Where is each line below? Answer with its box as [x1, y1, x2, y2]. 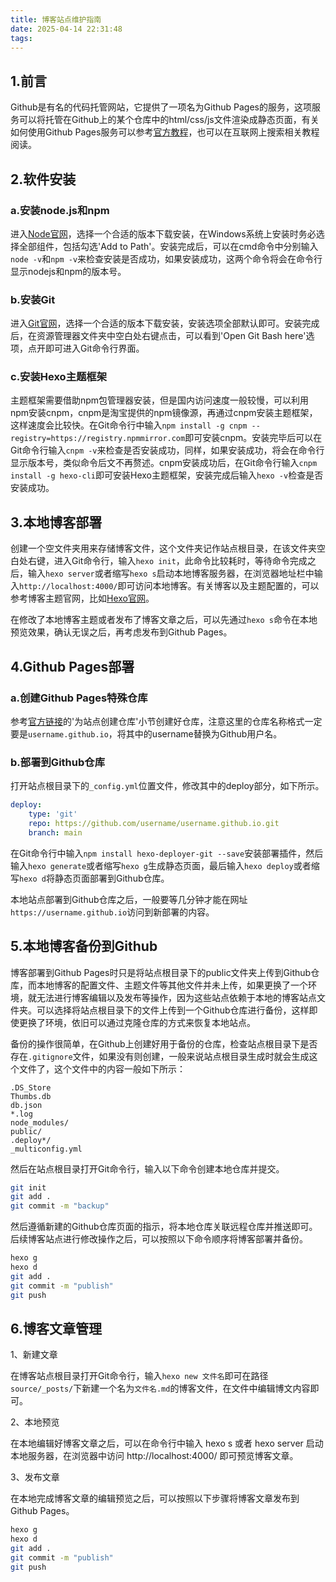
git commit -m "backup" [10, 1201, 110, 1211]
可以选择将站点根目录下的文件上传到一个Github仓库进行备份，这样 [36, 1004, 310, 1016]
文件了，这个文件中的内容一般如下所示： [18, 1062, 186, 1075]
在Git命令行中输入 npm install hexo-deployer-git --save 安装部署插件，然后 [10, 847, 324, 859]
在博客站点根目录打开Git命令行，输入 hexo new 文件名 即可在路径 [10, 1370, 269, 1382]
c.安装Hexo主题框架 [10, 370, 108, 384]
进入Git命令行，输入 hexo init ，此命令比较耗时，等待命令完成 [53, 555, 308, 567]
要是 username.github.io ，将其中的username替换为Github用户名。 [10, 727, 283, 740]
